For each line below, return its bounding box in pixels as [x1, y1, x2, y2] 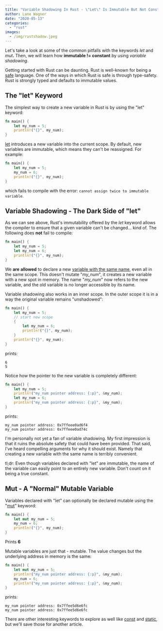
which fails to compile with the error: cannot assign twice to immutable [5, 188, 149, 194]
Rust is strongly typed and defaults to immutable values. [5, 77, 117, 83]
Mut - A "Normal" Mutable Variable [5, 485, 114, 493]
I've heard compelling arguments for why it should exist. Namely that [5, 446, 143, 452]
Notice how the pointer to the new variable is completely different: [5, 372, 137, 378]
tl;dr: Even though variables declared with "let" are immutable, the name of [5, 460, 154, 466]
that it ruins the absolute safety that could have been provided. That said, [5, 440, 151, 446]
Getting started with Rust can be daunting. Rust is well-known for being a [5, 67, 151, 73]
